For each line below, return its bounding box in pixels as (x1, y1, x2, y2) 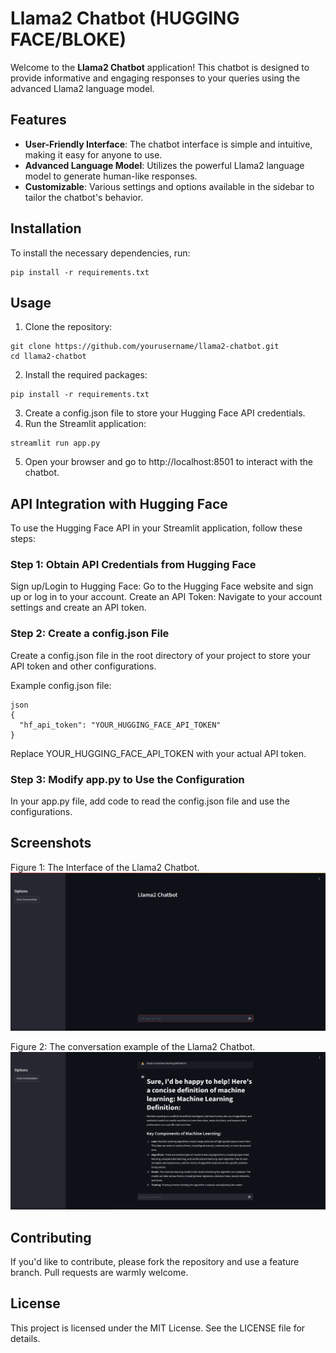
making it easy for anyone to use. (24, 148, 163, 161)
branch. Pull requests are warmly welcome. (10, 1266, 189, 1278)
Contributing (10, 1229, 92, 1246)
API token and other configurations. (10, 660, 157, 672)
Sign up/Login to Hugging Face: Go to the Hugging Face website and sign (10, 580, 314, 592)
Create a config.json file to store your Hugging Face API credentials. (24, 407, 306, 419)
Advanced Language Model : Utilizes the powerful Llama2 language (24, 159, 305, 171)
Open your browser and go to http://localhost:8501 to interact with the (24, 456, 313, 468)
